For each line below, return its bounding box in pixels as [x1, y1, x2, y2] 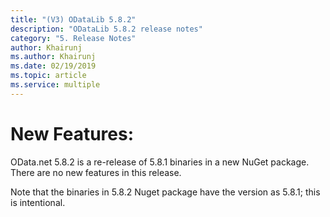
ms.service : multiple [10, 80, 101, 90]
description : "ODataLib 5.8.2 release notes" [10, 24, 203, 34]
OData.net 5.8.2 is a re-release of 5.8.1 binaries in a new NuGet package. [10, 156, 310, 168]
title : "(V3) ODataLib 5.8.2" [10, 14, 137, 25]
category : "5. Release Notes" [10, 33, 137, 43]
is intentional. [10, 196, 66, 208]
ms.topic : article [10, 71, 87, 81]
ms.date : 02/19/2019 [10, 61, 97, 71]
